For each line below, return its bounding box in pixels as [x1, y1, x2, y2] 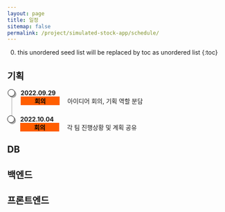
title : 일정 [7, 17, 39, 23]
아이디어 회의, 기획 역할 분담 [66, 97, 143, 106]
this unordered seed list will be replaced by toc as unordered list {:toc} [17, 48, 218, 57]
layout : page [7, 10, 45, 17]
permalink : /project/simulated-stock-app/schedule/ [7, 29, 159, 37]
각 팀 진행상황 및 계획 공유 [66, 124, 137, 132]
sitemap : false [7, 23, 51, 30]
